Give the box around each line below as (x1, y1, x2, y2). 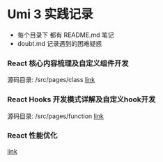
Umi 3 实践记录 (7, 6, 93, 22)
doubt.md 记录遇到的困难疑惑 (17, 39, 102, 47)
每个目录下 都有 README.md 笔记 (17, 31, 114, 39)
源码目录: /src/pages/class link (7, 76, 95, 84)
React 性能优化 (7, 131, 58, 140)
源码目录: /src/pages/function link (7, 112, 104, 120)
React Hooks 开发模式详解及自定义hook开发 (7, 95, 156, 104)
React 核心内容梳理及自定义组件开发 (7, 58, 129, 68)
